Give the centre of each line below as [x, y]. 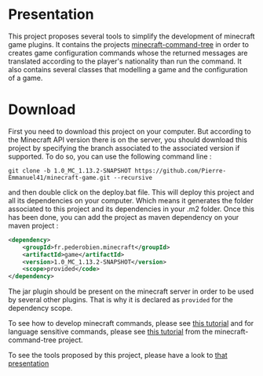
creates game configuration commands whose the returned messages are [128, 53]
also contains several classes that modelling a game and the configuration [128, 69]
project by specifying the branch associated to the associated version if [124, 148]
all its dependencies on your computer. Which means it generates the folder [131, 200]
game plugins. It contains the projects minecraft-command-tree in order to [129, 44]
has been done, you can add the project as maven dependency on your [124, 217]
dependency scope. [40, 308]
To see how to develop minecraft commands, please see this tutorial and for [131, 323]
